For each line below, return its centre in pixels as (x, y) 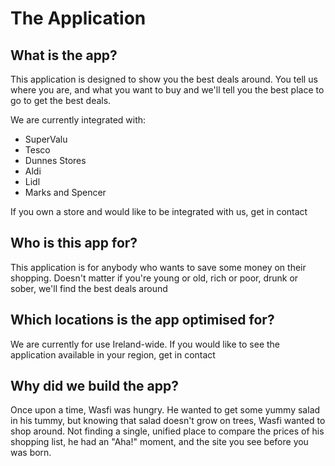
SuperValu (46, 139)
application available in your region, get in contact (113, 354)
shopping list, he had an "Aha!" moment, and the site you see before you (159, 442)
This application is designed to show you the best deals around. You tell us (164, 79)
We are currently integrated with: (78, 120)
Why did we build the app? (94, 386)
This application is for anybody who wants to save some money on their (158, 267)
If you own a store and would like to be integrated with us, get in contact (159, 211)
